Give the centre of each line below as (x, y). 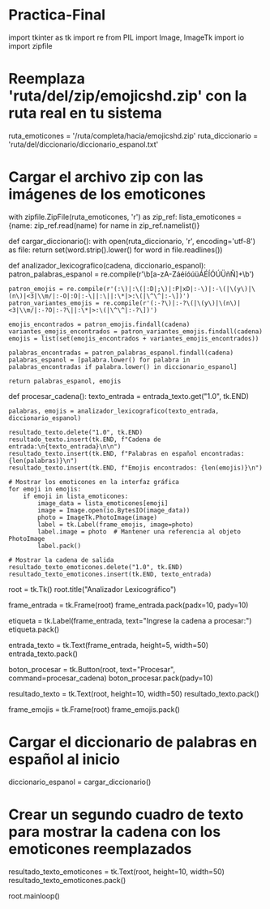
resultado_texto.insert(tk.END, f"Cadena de (85, 439)
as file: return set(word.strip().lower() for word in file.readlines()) (116, 250)
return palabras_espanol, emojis (65, 381)
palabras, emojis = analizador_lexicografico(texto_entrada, (114, 411)
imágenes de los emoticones (107, 194)
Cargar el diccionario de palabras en (133, 742)
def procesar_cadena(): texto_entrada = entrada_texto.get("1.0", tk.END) (129, 396)
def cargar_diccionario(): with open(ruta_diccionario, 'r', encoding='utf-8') (132, 241)
